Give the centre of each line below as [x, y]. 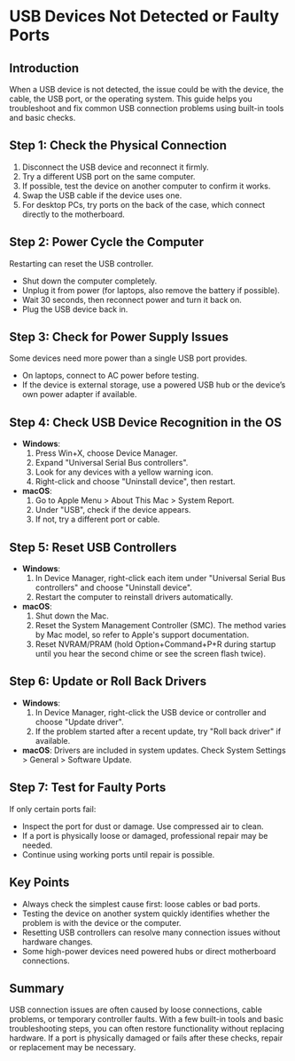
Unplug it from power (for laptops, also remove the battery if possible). [151, 290]
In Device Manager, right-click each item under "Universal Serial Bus [160, 578]
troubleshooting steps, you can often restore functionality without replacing [147, 1029]
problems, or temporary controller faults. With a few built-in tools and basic [146, 1019]
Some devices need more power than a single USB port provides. [128, 358]
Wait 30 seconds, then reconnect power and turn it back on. [132, 299]
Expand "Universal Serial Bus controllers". [112, 463]
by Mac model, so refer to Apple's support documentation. [142, 635]
